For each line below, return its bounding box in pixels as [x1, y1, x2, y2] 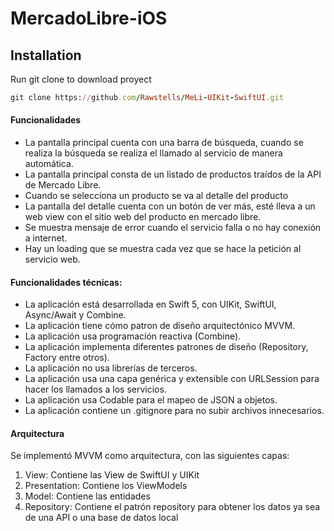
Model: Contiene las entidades [24, 490, 151, 502]
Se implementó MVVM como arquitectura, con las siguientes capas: [10, 450, 290, 462]
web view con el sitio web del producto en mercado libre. [24, 211, 262, 223]
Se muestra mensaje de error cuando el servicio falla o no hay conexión [24, 222, 322, 234]
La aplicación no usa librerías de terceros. [24, 362, 198, 374]
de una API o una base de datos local [24, 512, 179, 524]
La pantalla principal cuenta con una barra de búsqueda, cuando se [24, 137, 304, 149]
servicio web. [24, 253, 81, 266]
